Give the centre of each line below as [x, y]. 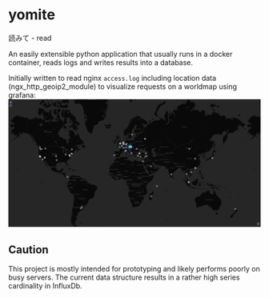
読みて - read [30, 38]
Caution [29, 250]
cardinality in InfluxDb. [45, 286]
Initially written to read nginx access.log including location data [112, 78]
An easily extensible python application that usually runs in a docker [120, 54]
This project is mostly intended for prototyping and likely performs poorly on [134, 269]
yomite [32, 15]
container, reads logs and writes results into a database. [101, 62]
